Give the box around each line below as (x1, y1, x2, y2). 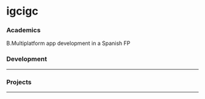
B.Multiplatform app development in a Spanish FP (6, 39, 131, 47)
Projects (6, 78, 32, 86)
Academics (6, 26, 41, 35)
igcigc (6, 4, 38, 18)
